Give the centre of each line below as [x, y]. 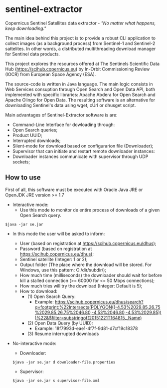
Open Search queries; [35, 130]
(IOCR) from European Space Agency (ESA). [51, 74]
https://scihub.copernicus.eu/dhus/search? [99, 301]
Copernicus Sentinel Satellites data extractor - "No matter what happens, [81, 23]
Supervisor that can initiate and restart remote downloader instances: [84, 151]
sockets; [21, 161]
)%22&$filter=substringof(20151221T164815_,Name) [88, 317]
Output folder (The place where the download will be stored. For [86, 264]
